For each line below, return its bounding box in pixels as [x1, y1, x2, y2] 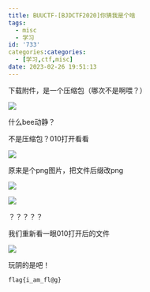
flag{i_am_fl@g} [8, 275, 62, 284]
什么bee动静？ [8, 117, 55, 126]
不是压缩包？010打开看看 [8, 133, 89, 143]
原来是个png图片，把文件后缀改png [8, 165, 124, 174]
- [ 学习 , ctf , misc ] [15, 56, 73, 64]
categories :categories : [8, 48, 87, 56]
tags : [8, 19, 26, 27]
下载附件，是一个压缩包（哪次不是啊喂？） [8, 85, 147, 95]
